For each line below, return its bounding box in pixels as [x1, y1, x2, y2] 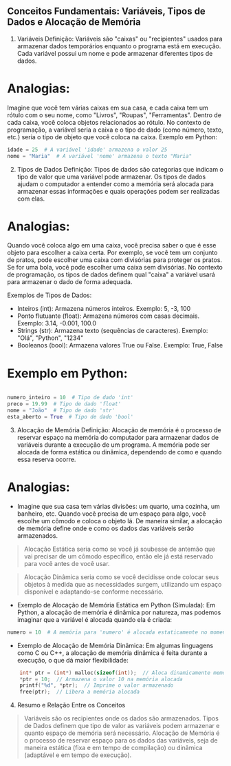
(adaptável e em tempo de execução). [23, 751, 132, 759]
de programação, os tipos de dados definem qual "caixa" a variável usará [7, 270, 215, 279]
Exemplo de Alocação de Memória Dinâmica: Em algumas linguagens [16, 641, 214, 649]
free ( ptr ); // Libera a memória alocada [19, 689, 140, 696]
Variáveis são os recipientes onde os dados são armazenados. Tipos [23, 714, 219, 723]
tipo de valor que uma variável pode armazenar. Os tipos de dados [16, 172, 206, 181]
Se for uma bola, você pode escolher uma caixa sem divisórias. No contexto [7, 263, 223, 272]
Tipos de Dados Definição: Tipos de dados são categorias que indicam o [16, 165, 223, 173]
